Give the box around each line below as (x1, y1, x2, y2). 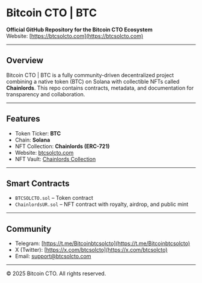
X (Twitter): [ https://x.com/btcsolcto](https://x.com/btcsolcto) (14, 246, 168, 253)
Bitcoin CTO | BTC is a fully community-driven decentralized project (6, 71, 174, 78)
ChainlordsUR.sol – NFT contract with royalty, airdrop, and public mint (14, 201, 189, 208)
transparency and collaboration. (6, 90, 85, 98)
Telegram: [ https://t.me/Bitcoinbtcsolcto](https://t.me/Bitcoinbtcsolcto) (14, 240, 191, 247)
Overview (6, 55, 44, 66)
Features (6, 114, 40, 124)
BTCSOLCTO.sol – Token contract (14, 194, 93, 202)
